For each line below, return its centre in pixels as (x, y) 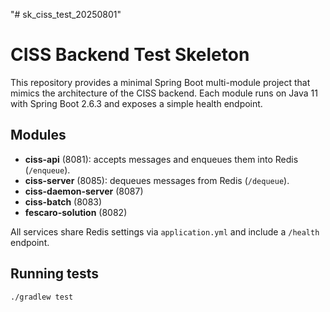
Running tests (55, 274)
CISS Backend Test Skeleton (130, 55)
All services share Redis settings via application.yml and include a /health (165, 231)
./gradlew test (42, 297)
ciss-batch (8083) (63, 201)
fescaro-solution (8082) (76, 212)
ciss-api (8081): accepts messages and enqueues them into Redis (161, 159)
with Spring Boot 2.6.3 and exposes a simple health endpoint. (136, 103)
